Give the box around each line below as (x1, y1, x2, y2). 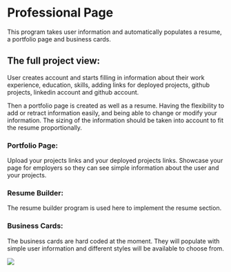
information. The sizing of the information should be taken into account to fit (7, 116, 224, 124)
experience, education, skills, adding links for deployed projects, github (7, 81, 210, 89)
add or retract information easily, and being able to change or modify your (7, 108, 217, 117)
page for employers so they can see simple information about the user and (7, 164, 219, 172)
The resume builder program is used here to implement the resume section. (7, 204, 222, 212)
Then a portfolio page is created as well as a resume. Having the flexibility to (7, 101, 225, 110)
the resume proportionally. (7, 123, 83, 132)
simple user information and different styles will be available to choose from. (7, 244, 224, 253)
